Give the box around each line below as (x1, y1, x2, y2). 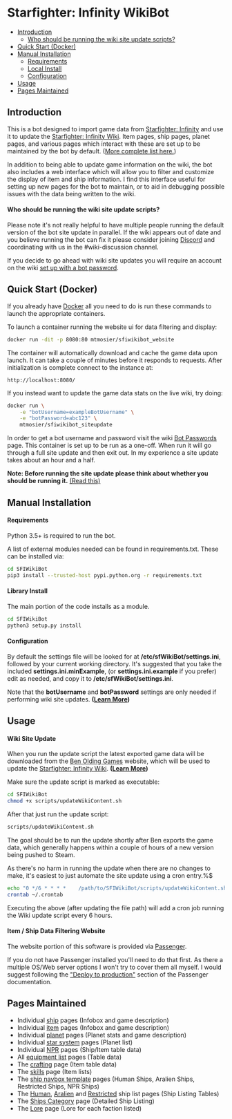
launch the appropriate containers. (7, 309, 106, 317)
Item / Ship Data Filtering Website (7, 927, 106, 935)
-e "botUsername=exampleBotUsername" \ (19, 408, 135, 415)
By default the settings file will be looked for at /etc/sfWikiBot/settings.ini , (7, 652, 221, 661)
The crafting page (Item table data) (17, 1060, 117, 1069)
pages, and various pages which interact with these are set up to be (7, 140, 201, 148)
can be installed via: (7, 552, 64, 561)
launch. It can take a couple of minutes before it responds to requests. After (7, 356, 222, 364)
